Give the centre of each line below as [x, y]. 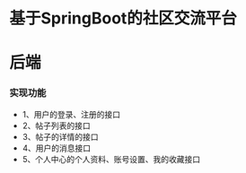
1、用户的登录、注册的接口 [71, 114]
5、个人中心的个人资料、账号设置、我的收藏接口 [111, 159]
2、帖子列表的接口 [57, 125]
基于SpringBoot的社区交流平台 [123, 18]
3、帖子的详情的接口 [60, 136]
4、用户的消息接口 [57, 148]
